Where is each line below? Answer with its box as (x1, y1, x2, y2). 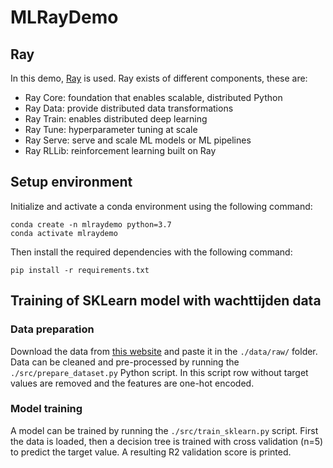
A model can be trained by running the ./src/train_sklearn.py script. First (10, 424, 319, 436)
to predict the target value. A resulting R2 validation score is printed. (10, 446, 292, 458)
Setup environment (10, 174, 133, 191)
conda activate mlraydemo (10, 228, 118, 238)
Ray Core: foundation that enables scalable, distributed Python (24, 92, 283, 103)
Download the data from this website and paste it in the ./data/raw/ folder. (10, 345, 318, 357)
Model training (10, 402, 83, 416)
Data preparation (10, 322, 95, 336)
